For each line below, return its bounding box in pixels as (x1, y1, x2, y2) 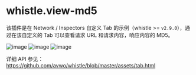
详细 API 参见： (6, 55, 44, 62)
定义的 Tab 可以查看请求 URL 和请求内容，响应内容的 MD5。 (26, 31, 174, 39)
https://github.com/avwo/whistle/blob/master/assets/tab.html (6, 62, 156, 69)
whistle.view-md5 (6, 4, 97, 18)
